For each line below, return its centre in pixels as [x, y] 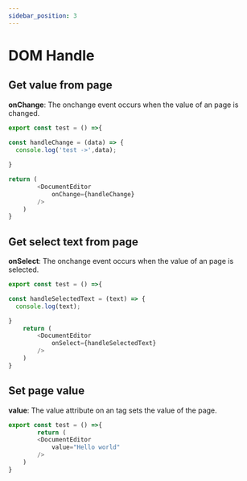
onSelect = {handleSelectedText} [104, 343]
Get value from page [60, 85]
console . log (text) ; [48, 306]
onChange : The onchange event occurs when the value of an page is [123, 105]
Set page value [47, 391]
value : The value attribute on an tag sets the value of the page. [113, 410]
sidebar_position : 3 [43, 16]
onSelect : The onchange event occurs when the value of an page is [121, 261]
